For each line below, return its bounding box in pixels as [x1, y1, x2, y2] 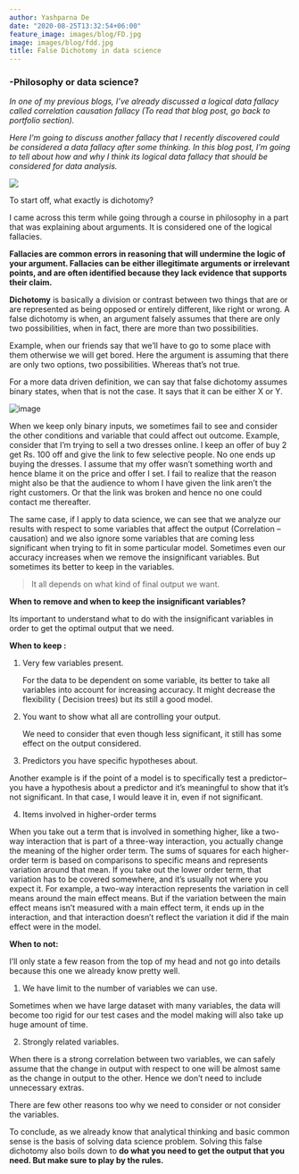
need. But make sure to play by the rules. [9, 1155, 164, 1166]
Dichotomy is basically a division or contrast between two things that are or [9, 294, 288, 305]
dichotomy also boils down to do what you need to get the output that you [9, 1145, 286, 1156]
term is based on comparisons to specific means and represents [30, 855, 269, 866]
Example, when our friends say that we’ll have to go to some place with [9, 341, 270, 351]
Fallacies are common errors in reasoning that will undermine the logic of [9, 249, 286, 259]
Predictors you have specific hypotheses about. [21, 756, 198, 766]
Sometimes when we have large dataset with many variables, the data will [9, 1001, 281, 1011]
